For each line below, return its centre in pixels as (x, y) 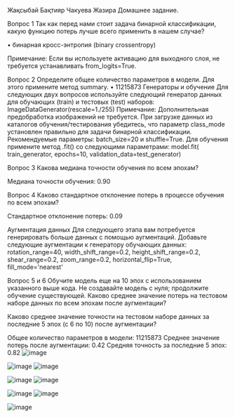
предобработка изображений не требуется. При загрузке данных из (110, 117)
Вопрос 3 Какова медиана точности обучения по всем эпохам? (103, 168)
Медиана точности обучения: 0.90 (59, 181)
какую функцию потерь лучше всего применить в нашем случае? (106, 31)
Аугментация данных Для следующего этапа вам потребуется (101, 230)
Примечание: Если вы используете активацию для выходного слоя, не (114, 58)
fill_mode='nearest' (35, 267)
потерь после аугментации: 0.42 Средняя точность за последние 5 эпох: (117, 345)
